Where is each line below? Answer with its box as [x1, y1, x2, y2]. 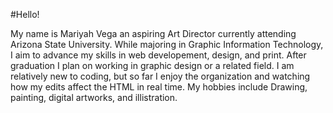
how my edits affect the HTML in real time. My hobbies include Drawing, [10, 81, 308, 93]
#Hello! [10, 9, 40, 20]
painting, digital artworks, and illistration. [10, 92, 178, 103]
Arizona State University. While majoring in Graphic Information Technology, [10, 39, 324, 50]
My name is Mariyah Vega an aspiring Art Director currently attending [10, 28, 297, 39]
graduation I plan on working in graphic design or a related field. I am [10, 60, 295, 71]
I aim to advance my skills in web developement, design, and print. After [10, 49, 307, 61]
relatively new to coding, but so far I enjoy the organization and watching [10, 70, 311, 82]
